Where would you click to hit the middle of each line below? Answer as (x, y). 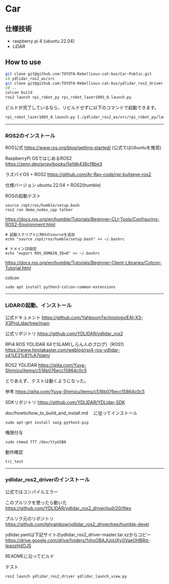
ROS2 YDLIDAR (21, 365)
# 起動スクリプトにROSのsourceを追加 (40, 235)
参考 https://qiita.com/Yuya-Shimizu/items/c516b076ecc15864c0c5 (75, 391)
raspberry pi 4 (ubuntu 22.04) (44, 41)
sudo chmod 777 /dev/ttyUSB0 (36, 442)
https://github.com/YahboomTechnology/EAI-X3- (92, 317)
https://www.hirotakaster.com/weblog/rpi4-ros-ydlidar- (63, 350)
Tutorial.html (18, 268)
